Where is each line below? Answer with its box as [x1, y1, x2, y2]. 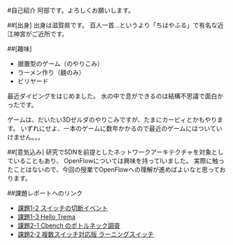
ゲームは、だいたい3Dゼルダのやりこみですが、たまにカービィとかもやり [7, 115, 218, 124]
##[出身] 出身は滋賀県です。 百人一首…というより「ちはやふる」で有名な [7, 21, 218, 29]
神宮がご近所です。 [13, 30, 69, 38]
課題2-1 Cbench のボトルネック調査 [17, 221, 120, 230]
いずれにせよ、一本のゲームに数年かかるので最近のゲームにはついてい [20, 125, 223, 132]
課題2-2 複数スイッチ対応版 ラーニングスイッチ [17, 230, 154, 238]
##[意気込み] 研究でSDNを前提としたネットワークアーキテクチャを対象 [7, 148, 212, 156]
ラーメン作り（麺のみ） [17, 69, 85, 76]
